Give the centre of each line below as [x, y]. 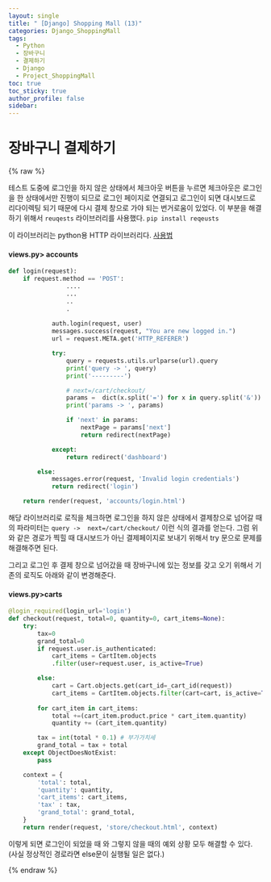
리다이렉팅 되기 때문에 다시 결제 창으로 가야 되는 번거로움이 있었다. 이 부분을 [128, 208]
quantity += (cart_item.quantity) [109, 723]
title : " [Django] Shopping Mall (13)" [75, 23]
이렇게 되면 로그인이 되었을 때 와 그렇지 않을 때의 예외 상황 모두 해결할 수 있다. [131, 843]
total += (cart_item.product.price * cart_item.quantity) [149, 716]
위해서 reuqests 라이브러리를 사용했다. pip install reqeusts [121, 218]
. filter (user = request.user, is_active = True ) [127, 664]
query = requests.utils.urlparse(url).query [142, 361]
